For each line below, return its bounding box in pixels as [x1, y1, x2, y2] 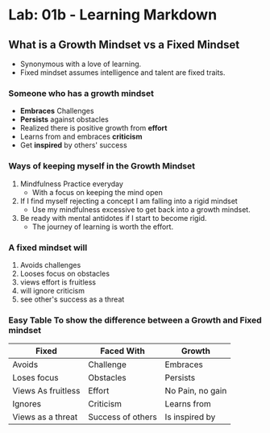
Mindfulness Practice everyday [19, 179, 123, 189]
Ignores [12, 398, 42, 410]
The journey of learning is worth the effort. [31, 222, 174, 231]
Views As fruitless [12, 385, 81, 397]
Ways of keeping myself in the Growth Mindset [8, 160, 196, 172]
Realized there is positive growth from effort [19, 123, 168, 133]
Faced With [100, 345, 145, 356]
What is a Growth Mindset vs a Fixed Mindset [8, 38, 240, 52]
